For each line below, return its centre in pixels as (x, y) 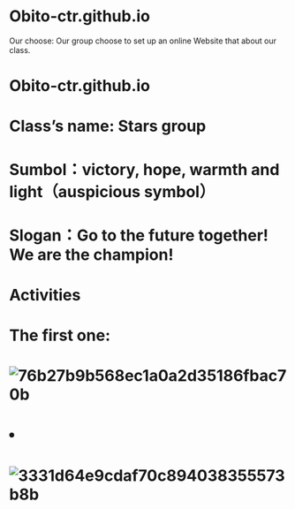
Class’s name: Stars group (108, 126)
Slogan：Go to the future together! (139, 235)
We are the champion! (91, 254)
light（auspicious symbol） (112, 191)
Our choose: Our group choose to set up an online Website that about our (143, 41)
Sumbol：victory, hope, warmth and (144, 169)
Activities (45, 295)
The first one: (60, 335)
